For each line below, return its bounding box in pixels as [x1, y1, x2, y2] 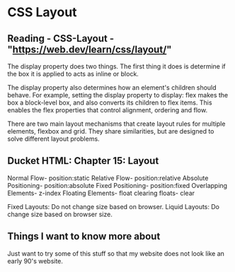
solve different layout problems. [7, 135, 101, 143]
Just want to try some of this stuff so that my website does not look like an [7, 249, 225, 258]
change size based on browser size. [7, 210, 113, 218]
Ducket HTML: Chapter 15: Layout [7, 155, 159, 167]
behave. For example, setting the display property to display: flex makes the [7, 91, 229, 99]
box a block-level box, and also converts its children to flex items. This [7, 98, 212, 107]
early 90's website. [7, 256, 64, 265]
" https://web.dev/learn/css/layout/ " [7, 43, 172, 55]
